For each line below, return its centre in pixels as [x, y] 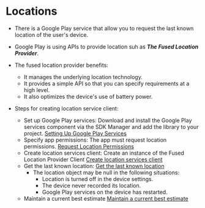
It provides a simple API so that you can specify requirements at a [106, 83]
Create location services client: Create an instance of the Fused [104, 153]
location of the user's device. [51, 34]
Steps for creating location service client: [66, 108]
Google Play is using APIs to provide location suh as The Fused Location [106, 47]
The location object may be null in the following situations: [106, 172]
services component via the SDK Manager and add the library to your [111, 126]
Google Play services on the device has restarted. [105, 192]
